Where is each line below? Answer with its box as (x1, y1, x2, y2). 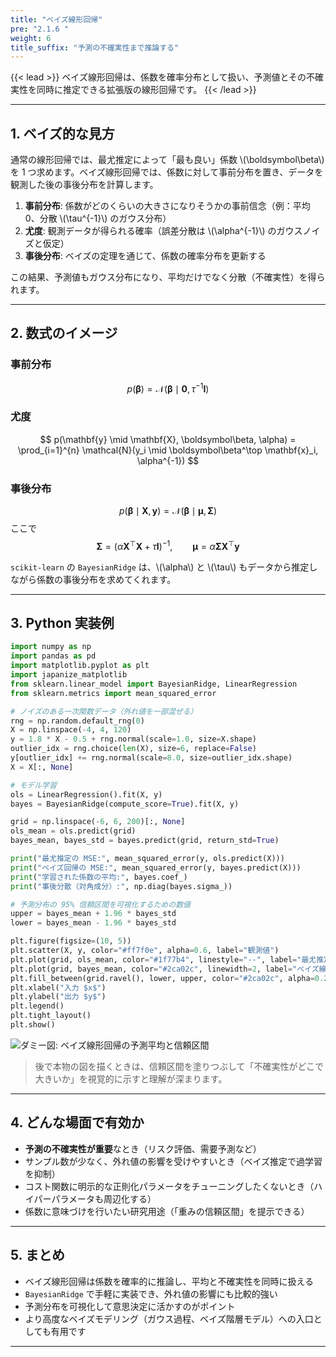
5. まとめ (10, 1247, 65, 1264)
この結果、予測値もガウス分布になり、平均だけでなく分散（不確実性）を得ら (10, 271, 326, 283)
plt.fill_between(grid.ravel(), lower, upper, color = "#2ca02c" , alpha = (10, 973, 315, 983)
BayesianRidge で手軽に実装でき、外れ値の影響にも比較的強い (24, 1287, 278, 1300)
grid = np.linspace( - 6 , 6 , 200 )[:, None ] (10, 817, 186, 827)
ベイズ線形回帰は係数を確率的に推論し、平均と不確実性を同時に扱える (24, 1275, 314, 1287)
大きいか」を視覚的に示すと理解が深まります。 (34, 1072, 228, 1085)
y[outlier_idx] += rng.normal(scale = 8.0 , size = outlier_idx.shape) (10, 753, 293, 763)
